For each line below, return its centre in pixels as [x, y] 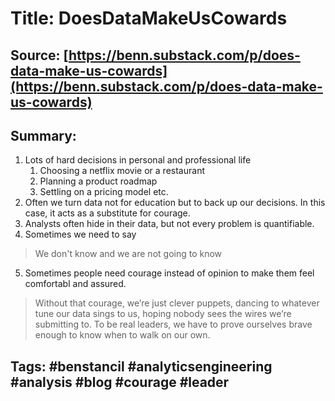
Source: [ [39, 55]
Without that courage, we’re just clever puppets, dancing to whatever [177, 303]
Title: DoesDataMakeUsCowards [149, 18]
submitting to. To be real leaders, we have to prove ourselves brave [173, 324]
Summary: [43, 135]
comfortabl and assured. [75, 284]
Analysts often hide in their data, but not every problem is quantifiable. [169, 224]
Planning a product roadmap [98, 181]
